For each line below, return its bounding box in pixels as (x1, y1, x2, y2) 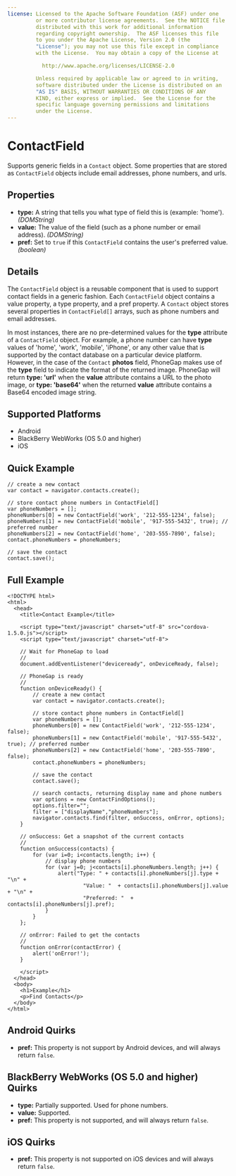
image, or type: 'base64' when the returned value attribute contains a (7, 380, 213, 389)
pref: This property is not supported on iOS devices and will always (17, 1155, 213, 1163)
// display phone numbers (44, 858, 121, 865)
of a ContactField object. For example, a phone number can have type (7, 335, 213, 344)
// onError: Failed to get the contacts (20, 932, 140, 939)
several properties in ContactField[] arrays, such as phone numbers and (7, 307, 220, 315)
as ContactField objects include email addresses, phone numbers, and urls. (7, 168, 227, 177)
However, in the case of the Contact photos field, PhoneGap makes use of (7, 358, 223, 366)
